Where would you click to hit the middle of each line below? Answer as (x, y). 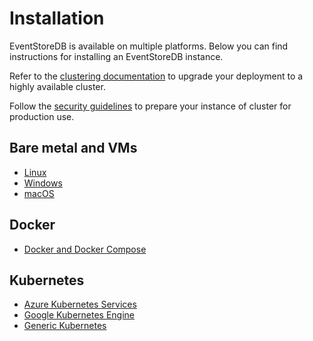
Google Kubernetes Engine (79, 315)
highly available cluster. (57, 86)
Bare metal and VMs (73, 148)
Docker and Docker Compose (85, 249)
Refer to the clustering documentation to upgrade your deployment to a (156, 76)
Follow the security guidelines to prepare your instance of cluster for (150, 106)
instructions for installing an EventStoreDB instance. (116, 56)
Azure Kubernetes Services (80, 304)
